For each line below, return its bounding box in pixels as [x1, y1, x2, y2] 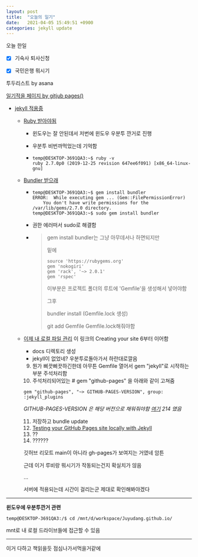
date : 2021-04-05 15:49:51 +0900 [6, 19, 94, 25]
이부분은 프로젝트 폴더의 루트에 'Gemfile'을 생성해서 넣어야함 [47, 285, 187, 292]
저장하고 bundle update [32, 418, 88, 425]
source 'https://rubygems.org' [47, 258, 124, 265]
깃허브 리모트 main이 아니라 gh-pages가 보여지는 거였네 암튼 [23, 449, 164, 457]
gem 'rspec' [47, 274, 77, 280]
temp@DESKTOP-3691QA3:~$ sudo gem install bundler [32, 210, 160, 216]
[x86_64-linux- [153, 161, 191, 167]
